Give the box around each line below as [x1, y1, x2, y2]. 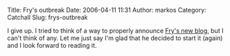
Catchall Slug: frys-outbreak [7, 13, 88, 21]
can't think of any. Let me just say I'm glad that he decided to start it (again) [7, 34, 223, 42]
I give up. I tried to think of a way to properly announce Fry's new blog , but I [7, 27, 224, 35]
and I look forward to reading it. [7, 41, 97, 49]
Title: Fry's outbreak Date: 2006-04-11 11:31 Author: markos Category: [7, 6, 206, 14]
